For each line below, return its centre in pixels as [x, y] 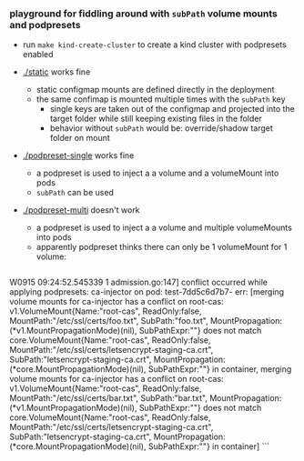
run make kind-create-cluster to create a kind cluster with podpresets [154, 45]
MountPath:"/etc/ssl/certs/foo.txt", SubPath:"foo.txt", [109, 321]
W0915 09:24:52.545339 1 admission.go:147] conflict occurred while [139, 282]
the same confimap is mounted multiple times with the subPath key [161, 99]
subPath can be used [75, 193]
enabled [38, 55]
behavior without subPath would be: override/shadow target [161, 128]
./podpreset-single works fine [78, 155]
